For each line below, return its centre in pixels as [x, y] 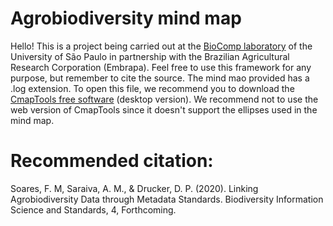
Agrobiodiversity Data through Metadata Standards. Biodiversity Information [167, 199]
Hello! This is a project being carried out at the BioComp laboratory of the [161, 46]
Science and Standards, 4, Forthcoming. [93, 209]
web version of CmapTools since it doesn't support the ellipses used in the [164, 109]
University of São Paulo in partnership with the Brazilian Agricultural [150, 56]
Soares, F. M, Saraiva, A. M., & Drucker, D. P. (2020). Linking [134, 188]
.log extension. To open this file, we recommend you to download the [152, 88]
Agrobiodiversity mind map [126, 18]
